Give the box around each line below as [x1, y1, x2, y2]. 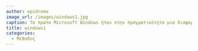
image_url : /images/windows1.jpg [6, 14, 88, 20]
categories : [6, 30, 35, 36]
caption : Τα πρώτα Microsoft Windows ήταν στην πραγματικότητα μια [6, 19, 176, 25]
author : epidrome [6, 8, 49, 15]
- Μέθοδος [11, 36, 35, 42]
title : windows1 [6, 25, 46, 31]
